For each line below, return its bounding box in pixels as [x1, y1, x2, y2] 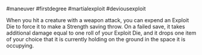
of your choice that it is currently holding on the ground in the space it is [6, 36, 186, 42]
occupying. [6, 42, 34, 49]
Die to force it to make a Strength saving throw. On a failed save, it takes [6, 23, 185, 30]
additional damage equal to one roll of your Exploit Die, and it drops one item [6, 29, 197, 36]
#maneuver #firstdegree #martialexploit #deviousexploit [6, 5, 146, 12]
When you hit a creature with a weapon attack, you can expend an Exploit [6, 17, 189, 23]
